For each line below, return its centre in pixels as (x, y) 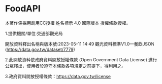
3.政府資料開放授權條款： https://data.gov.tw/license (58, 76)
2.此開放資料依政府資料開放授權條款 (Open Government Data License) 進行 (81, 59)
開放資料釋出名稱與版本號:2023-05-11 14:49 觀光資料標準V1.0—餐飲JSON (80, 44)
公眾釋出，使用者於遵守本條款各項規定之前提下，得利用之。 (65, 66)
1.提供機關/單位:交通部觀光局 (34, 33)
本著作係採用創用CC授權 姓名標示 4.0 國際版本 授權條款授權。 (68, 23)
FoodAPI (23, 9)
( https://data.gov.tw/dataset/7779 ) (40, 49)
